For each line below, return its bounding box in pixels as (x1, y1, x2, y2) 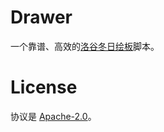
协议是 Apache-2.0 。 (10, 110, 97, 122)
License (10, 76, 78, 99)
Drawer (10, 6, 73, 29)
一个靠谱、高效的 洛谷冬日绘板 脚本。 (10, 40, 160, 52)
